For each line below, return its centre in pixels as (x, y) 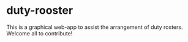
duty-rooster (40, 10)
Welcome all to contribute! (39, 33)
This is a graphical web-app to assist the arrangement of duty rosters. (95, 27)
